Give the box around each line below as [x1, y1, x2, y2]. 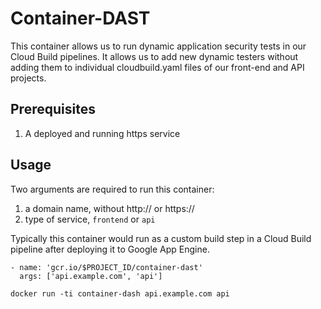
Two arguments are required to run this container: [10, 183, 215, 195]
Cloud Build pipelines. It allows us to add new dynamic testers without [10, 50, 299, 62]
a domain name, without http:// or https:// [24, 202, 195, 214]
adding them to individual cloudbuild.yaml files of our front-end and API [10, 61, 305, 73]
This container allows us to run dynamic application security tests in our [10, 40, 307, 52]
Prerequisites [10, 101, 96, 118]
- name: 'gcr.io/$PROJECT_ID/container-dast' [10, 262, 203, 272]
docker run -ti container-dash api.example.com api [10, 288, 230, 299]
